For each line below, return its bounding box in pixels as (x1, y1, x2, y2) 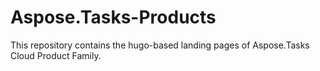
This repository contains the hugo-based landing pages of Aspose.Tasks (10, 39, 310, 51)
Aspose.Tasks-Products (10, 6, 217, 29)
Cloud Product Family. (10, 49, 102, 61)
